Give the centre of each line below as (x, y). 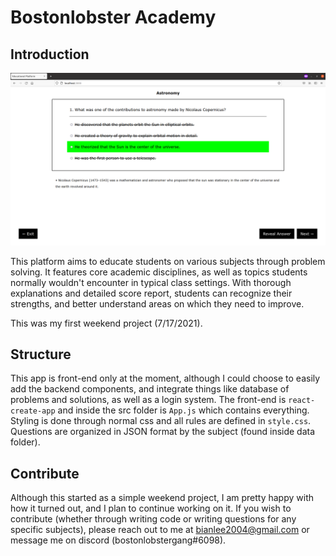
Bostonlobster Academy (113, 17)
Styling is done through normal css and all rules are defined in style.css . (161, 421)
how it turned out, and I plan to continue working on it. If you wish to (151, 508)
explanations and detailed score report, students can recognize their (151, 293)
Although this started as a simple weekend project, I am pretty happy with (162, 498)
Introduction (50, 54)
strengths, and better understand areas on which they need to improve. (157, 303)
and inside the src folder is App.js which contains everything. (183, 410)
